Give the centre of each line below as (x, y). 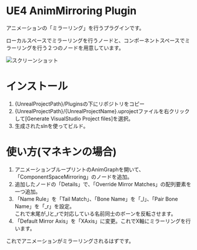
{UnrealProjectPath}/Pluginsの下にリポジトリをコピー (80, 104)
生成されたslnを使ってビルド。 (51, 126)
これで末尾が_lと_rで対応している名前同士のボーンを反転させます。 (95, 213)
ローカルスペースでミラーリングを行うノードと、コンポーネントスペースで (96, 40)
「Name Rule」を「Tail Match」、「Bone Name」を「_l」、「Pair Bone (96, 199)
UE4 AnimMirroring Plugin (71, 11)
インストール (37, 86)
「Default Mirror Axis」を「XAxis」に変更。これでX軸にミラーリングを (100, 221)
